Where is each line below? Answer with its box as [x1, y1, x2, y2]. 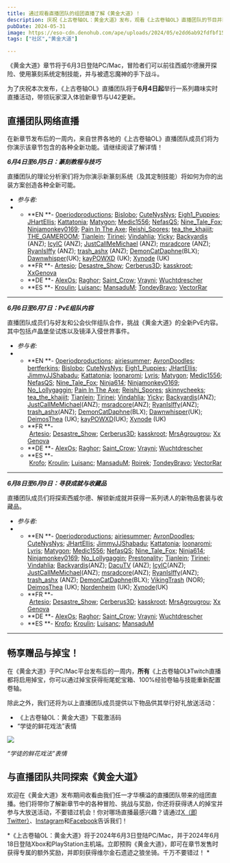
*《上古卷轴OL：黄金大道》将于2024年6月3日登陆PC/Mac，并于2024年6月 [7, 831, 220, 839]
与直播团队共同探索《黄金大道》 [7, 771, 142, 783]
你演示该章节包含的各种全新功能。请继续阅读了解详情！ [7, 143, 163, 151]
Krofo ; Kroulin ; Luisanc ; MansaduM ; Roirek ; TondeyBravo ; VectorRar [29, 458, 222, 466]
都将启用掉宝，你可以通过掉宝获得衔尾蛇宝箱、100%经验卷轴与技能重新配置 [7, 675, 221, 683]
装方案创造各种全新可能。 [7, 180, 79, 189]
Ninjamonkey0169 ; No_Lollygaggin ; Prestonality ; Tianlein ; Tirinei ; [27, 554, 211, 562]
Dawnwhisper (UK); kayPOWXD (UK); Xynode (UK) [27, 254, 170, 262]
